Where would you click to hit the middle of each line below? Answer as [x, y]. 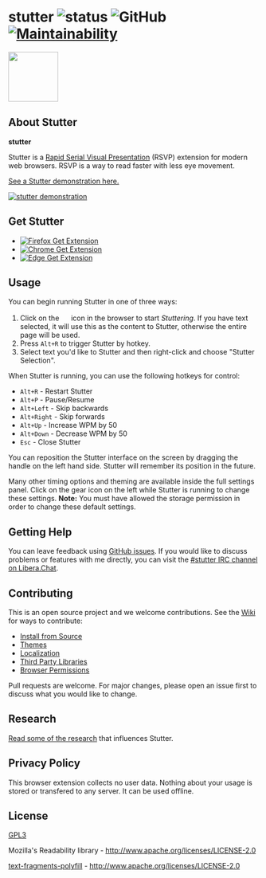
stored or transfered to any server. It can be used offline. [101, 791]
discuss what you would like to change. [73, 694]
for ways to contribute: [45, 621]
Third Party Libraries [53, 662]
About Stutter [43, 122]
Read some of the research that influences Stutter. [91, 738]
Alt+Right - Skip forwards [62, 417]
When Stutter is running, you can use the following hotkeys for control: [124, 376]
